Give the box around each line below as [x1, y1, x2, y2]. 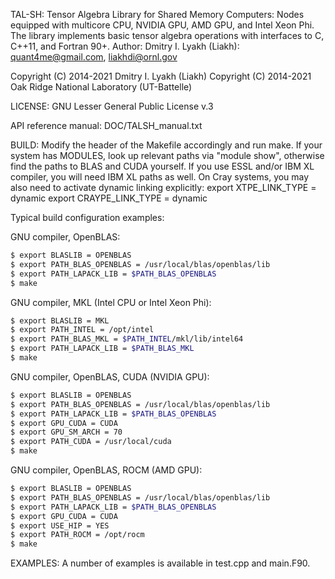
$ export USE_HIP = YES [10, 520, 110, 531]
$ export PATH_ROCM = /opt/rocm [10, 530, 145, 540]
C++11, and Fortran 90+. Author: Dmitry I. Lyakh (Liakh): [10, 40, 240, 52]
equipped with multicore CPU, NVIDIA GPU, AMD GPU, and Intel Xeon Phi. [10, 19, 315, 31]
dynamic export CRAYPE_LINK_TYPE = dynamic [10, 192, 208, 204]
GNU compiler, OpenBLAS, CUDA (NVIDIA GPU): [10, 370, 210, 383]
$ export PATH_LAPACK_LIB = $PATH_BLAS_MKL [10, 344, 195, 354]
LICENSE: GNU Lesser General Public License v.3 [10, 100, 214, 112]
